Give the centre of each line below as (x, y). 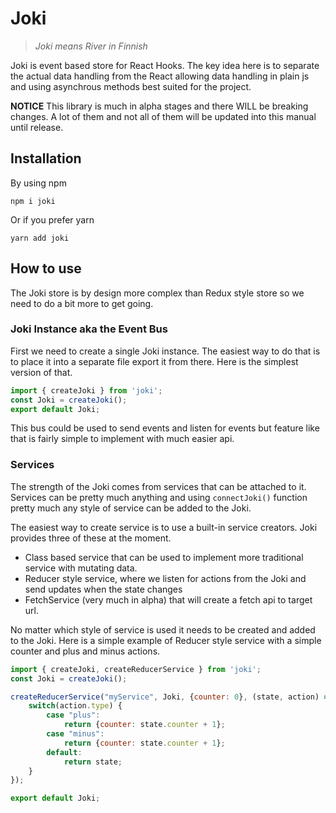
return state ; (93, 762)
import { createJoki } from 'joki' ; (86, 390)
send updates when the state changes (103, 589)
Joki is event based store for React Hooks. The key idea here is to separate (165, 65)
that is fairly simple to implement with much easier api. (122, 439)
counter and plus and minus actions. (85, 651)
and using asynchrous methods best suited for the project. (131, 86)
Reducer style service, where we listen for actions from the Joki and (165, 578)
